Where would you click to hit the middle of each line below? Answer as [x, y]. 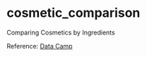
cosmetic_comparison [73, 13]
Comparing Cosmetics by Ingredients [61, 32]
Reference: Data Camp [40, 46]
